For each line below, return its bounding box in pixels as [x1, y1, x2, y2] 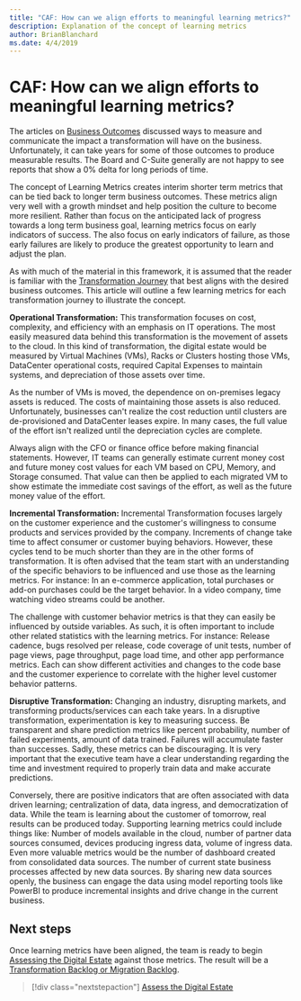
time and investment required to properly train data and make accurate [9, 762, 271, 774]
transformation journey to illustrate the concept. [9, 294, 187, 306]
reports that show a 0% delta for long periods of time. [9, 164, 208, 176]
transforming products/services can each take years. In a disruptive [9, 706, 261, 717]
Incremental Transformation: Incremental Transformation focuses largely [9, 508, 283, 519]
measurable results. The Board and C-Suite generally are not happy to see [9, 155, 285, 166]
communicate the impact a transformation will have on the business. [9, 136, 262, 147]
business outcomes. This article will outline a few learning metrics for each [9, 285, 287, 296]
